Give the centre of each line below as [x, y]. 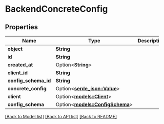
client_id [18, 73]
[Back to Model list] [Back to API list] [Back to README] [61, 116]
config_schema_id [29, 81]
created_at [20, 65]
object [15, 49]
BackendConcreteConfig [57, 9]
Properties [21, 27]
